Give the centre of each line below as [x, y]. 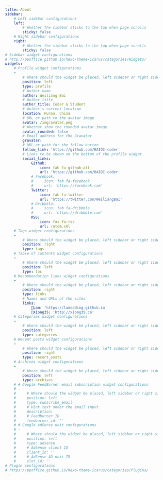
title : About [18, 9]
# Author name [37, 91]
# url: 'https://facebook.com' [67, 186]
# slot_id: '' [32, 461]
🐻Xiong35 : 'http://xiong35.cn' [63, 312]
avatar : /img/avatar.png [48, 122]
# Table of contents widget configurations [58, 254]
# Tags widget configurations [44, 231]
